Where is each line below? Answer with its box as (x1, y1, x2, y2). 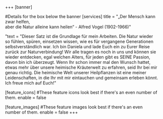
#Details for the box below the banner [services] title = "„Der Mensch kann (5, 14, 156, 19)
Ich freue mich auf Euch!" (5, 80, 57, 86)
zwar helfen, (5, 19, 30, 24)
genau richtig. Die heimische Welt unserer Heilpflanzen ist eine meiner (5, 70, 146, 75)
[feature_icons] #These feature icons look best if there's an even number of (5, 90, 158, 95)
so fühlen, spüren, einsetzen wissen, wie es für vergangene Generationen (5, 39, 154, 44)
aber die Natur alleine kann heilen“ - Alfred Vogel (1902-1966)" (5, 24, 131, 30)
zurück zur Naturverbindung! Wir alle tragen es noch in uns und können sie (5, 49, 156, 55)
